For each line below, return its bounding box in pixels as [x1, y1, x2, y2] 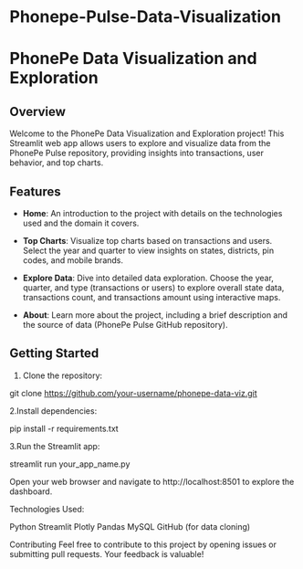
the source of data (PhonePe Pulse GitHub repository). [22, 320, 228, 330]
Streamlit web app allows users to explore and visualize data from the [9, 138, 271, 149]
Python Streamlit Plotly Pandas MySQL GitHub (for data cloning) [9, 521, 251, 532]
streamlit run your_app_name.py [9, 458, 131, 469]
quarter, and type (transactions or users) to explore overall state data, [22, 282, 285, 293]
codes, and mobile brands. [22, 255, 124, 266]
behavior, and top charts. [9, 157, 104, 168]
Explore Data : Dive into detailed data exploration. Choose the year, [22, 272, 274, 283]
